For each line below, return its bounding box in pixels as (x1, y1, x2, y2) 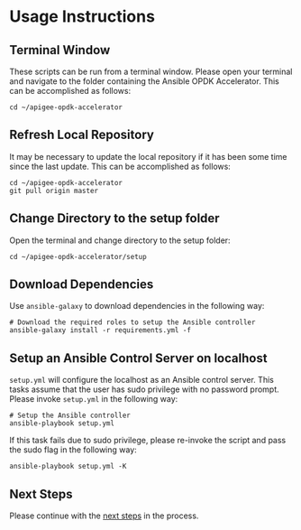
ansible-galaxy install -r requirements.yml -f (9, 326, 192, 335)
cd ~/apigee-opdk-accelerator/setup (9, 252, 147, 261)
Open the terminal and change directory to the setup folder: (9, 235, 232, 246)
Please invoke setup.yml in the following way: (9, 394, 178, 404)
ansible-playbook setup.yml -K (9, 462, 127, 471)
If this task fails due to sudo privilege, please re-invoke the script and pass (9, 435, 287, 446)
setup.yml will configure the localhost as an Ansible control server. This (9, 375, 275, 386)
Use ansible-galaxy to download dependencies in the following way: (9, 301, 265, 311)
